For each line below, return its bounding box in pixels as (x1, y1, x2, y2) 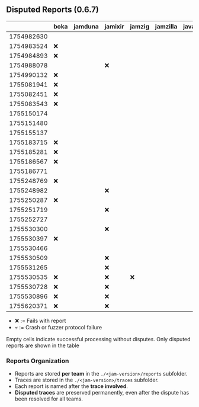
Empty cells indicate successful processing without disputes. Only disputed (6, 335, 191, 342)
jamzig (130, 22, 150, 30)
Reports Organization (6, 357, 69, 365)
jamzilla (155, 22, 178, 30)
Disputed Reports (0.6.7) (6, 5, 99, 15)
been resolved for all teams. (14, 395, 83, 402)
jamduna (73, 22, 99, 30)
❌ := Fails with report (14, 317, 66, 324)
